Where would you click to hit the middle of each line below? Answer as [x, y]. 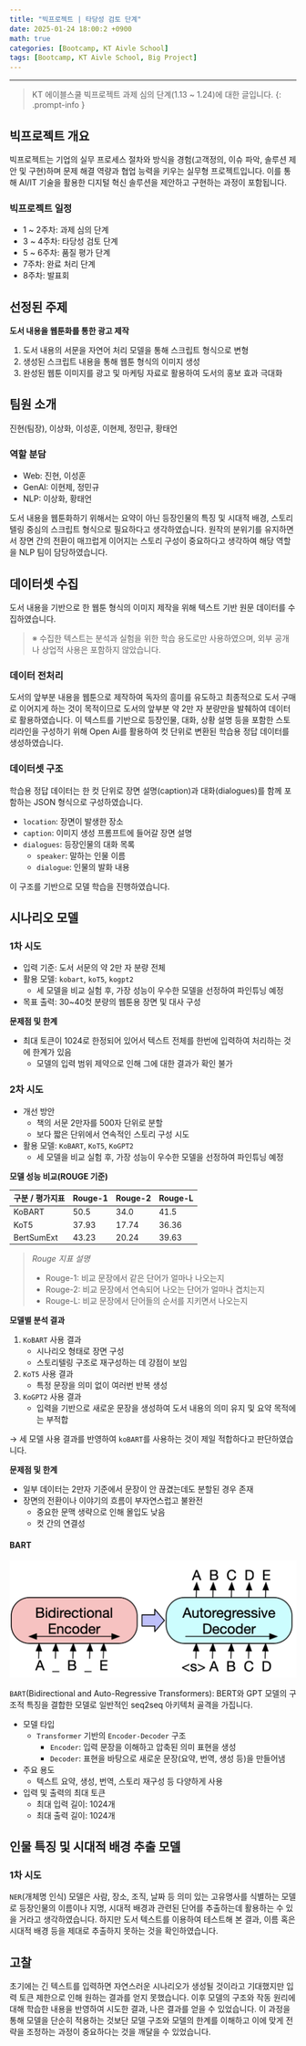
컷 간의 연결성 [61, 1524]
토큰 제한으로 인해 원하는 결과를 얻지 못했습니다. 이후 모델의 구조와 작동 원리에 [157, 1998]
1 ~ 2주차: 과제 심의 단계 [66, 230]
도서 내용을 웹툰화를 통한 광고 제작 [69, 331]
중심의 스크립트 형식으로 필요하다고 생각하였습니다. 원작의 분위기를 [144, 530]
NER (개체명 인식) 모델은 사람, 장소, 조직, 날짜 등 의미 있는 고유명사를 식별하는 [144, 1897]
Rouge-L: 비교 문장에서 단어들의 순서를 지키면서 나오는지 [147, 1301]
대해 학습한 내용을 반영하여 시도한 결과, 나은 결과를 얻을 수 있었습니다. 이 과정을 [150, 2009]
